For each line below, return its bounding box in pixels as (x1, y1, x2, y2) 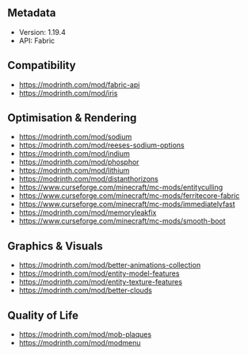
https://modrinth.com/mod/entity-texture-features (18, 277, 183, 287)
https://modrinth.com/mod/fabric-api (18, 79, 140, 90)
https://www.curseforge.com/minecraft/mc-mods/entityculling (18, 182, 223, 193)
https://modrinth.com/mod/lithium (18, 166, 130, 175)
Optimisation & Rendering (7, 111, 137, 125)
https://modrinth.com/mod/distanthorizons (18, 174, 159, 184)
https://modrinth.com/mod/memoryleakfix (18, 208, 157, 217)
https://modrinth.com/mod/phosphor (18, 158, 139, 167)
